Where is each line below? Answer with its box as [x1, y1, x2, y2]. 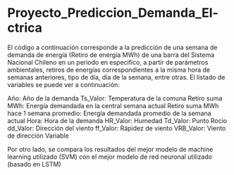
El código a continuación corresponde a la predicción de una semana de [7, 43, 218, 51]
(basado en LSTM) [7, 160, 61, 168]
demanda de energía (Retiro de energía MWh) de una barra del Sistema [7, 51, 215, 59]
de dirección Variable [7, 131, 69, 140]
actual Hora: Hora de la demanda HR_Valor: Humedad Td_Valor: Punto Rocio [7, 116, 228, 124]
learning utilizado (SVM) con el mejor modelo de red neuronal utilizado [7, 153, 213, 161]
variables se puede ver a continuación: [7, 80, 120, 89]
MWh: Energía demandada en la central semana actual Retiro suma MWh [7, 101, 219, 110]
